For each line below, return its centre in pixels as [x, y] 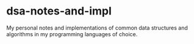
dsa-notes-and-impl [59, 11]
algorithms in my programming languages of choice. [72, 34]
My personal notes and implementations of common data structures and [97, 28]
